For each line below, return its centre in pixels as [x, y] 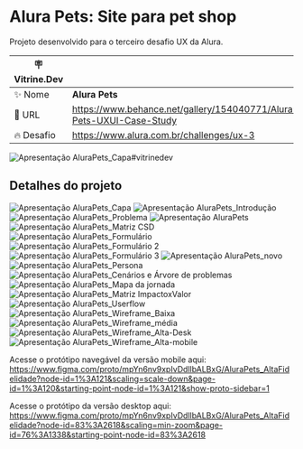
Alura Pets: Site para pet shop [123, 17]
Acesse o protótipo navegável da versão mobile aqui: [108, 360]
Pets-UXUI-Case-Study [124, 120]
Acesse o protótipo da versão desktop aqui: [91, 406]
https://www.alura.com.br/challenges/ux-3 [163, 135]
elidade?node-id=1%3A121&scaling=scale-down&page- [113, 379]
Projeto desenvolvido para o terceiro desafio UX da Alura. [116, 42]
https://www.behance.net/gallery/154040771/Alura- [185, 108]
